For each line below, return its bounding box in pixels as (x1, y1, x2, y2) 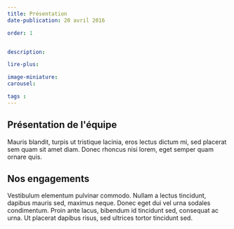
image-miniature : (7, 74, 58, 81)
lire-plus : (7, 61, 39, 68)
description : (7, 48, 46, 55)
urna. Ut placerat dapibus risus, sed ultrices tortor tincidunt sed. (7, 214, 193, 222)
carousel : (7, 80, 37, 88)
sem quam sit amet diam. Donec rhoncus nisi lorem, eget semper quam (7, 145, 214, 153)
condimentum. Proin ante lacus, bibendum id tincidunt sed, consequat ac (7, 207, 219, 215)
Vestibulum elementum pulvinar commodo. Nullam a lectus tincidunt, (7, 191, 207, 200)
